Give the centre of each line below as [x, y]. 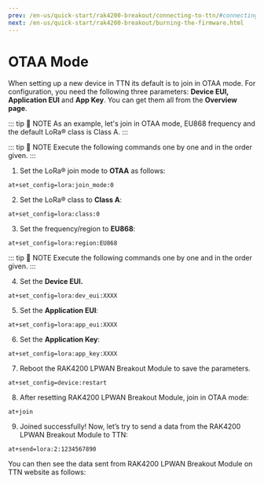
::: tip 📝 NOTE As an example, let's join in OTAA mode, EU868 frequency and [132, 124]
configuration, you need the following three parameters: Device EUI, [119, 92]
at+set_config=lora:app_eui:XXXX [63, 325]
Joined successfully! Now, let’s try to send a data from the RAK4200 [130, 426]
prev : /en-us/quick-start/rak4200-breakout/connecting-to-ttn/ [114, 15]
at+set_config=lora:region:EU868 [63, 243]
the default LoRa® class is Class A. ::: [68, 132]
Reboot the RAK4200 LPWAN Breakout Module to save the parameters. [135, 369]
